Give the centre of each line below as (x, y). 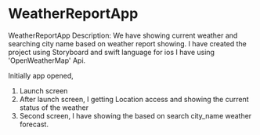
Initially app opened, (41, 75)
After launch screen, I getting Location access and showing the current (134, 99)
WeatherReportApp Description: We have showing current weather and (123, 35)
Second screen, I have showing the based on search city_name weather (135, 115)
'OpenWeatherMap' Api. (47, 60)
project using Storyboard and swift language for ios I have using (112, 52)
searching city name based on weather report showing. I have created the (127, 43)
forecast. (34, 124)
